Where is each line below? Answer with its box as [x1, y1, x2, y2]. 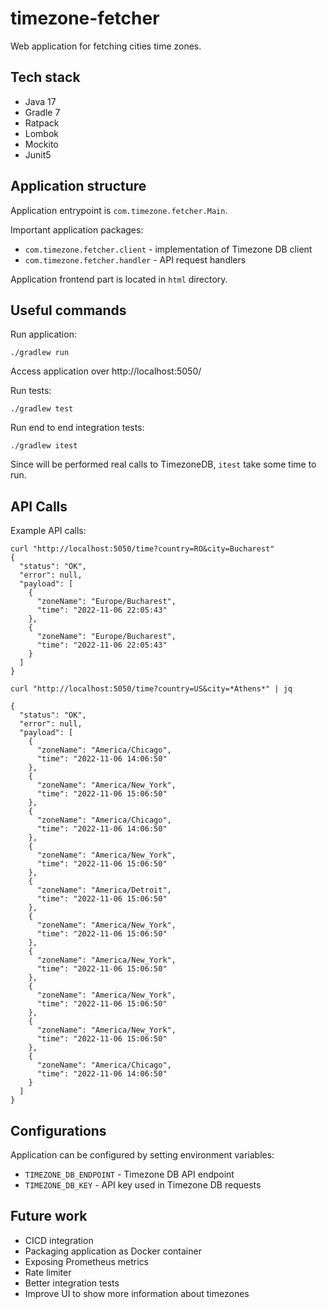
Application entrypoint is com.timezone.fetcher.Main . [10, 204, 228, 216]
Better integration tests [24, 1277, 120, 1289]
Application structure [10, 178, 147, 195]
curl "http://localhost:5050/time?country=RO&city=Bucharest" [10, 544, 275, 554]
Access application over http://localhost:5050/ [10, 365, 202, 377]
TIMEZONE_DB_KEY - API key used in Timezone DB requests [24, 1179, 262, 1191]
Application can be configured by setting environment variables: [10, 1149, 275, 1161]
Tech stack [10, 69, 81, 86]
